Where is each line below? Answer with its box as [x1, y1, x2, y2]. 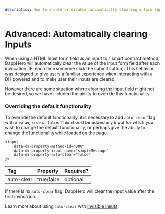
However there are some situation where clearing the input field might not [5, 86, 155, 92]
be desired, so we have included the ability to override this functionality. [5, 91, 151, 96]
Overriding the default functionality [5, 103, 92, 110]
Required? [64, 167, 89, 174]
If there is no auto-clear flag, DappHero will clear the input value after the [5, 188, 155, 194]
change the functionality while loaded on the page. [5, 130, 108, 136]
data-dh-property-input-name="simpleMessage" [14, 148, 109, 153]
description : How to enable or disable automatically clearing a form [5, 7, 153, 12]
